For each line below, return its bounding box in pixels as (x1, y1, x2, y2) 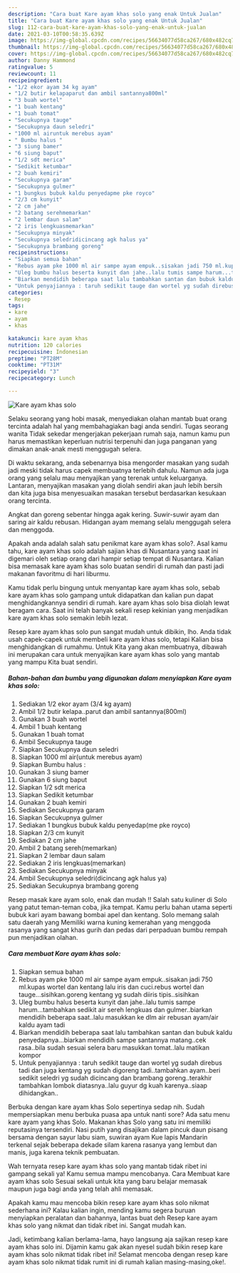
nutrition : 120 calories (8, 342, 82, 349)
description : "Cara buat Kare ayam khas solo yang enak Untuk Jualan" (8, 10, 222, 18)
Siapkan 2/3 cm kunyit (18, 828, 85, 837)
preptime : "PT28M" (8, 354, 63, 362)
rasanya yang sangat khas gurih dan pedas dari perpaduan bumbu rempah (8, 925, 228, 934)
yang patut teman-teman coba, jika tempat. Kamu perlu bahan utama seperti (8, 903, 233, 911)
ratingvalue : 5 (8, 63, 53, 71)
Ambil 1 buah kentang (18, 722, 82, 731)
